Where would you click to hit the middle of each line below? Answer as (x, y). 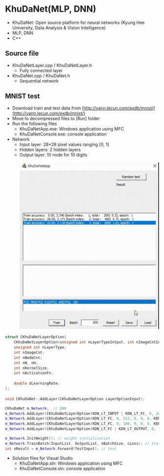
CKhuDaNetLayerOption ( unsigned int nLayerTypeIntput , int (74, 342)
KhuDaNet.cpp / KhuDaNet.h (41, 76)
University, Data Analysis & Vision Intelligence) (59, 27)
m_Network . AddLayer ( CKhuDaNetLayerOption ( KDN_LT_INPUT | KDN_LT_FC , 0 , (79, 413)
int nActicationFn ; (34, 373)
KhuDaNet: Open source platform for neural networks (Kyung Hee (78, 22)
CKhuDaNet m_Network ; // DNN (36, 408)
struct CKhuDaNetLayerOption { (36, 337)
